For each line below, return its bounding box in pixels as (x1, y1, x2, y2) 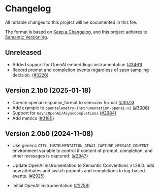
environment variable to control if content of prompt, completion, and (12, 148, 153, 154)
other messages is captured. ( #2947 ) (12, 153, 88, 159)
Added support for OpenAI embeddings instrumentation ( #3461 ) (12, 61, 143, 67)
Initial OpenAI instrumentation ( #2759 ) (12, 183, 90, 189)
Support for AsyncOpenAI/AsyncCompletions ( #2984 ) (12, 110, 117, 116)
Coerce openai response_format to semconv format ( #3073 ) (12, 99, 135, 105)
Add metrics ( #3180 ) (12, 115, 54, 121)
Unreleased (5, 48, 42, 57)
